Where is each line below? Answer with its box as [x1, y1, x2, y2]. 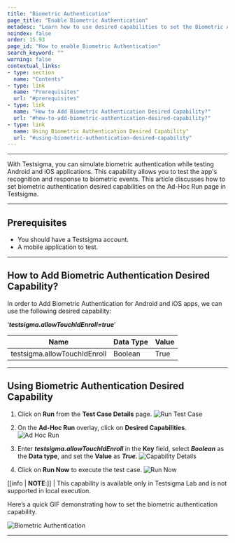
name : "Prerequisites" [13, 88, 80, 95]
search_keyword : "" [7, 50, 64, 57]
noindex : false [7, 29, 52, 37]
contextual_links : [7, 62, 61, 69]
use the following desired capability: [7, 307, 112, 315]
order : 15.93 [7, 36, 45, 43]
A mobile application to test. [17, 243, 99, 251]
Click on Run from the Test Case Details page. [17, 410, 152, 418]
